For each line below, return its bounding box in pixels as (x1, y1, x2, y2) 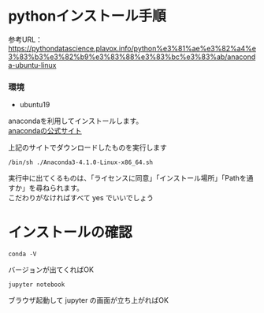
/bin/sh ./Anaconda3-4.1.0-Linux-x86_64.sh (8, 158, 154, 166)
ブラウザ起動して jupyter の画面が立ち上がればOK (8, 296, 169, 305)
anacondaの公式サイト (8, 126, 83, 136)
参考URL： (8, 35, 43, 44)
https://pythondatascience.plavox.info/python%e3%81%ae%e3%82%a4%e (8, 43, 257, 53)
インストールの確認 (8, 224, 132, 241)
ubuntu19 (19, 100, 50, 110)
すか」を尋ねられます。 (8, 183, 84, 193)
